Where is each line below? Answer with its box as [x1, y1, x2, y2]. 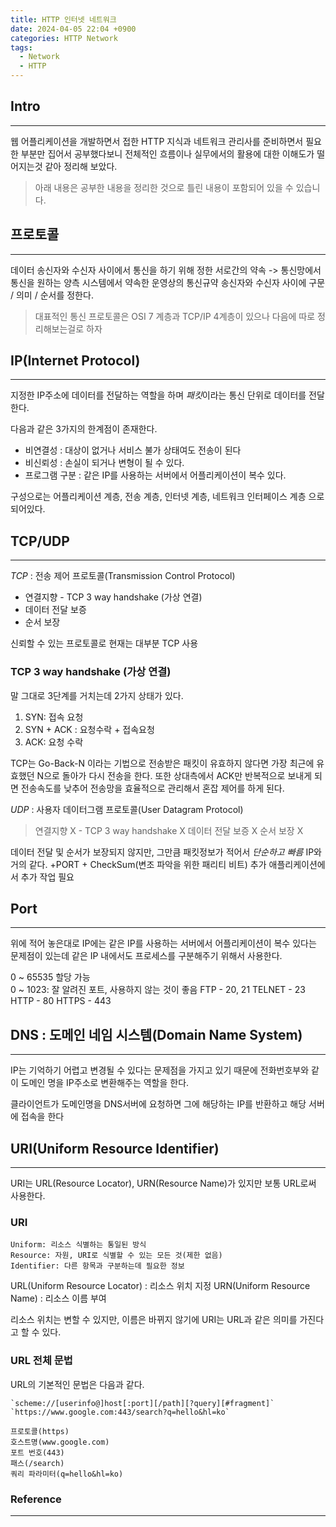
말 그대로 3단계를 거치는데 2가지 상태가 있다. [10, 689, 184, 701]
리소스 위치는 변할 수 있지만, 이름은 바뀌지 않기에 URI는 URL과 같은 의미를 [10, 1314, 298, 1326]
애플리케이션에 [268, 858, 326, 870]
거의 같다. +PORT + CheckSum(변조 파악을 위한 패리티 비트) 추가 [10, 858, 267, 870]
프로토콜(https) [10, 1426, 70, 1436]
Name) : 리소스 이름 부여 [10, 1292, 107, 1305]
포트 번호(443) [10, 1447, 65, 1458]
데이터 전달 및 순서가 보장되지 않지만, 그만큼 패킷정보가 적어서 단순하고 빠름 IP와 [10, 846, 322, 858]
